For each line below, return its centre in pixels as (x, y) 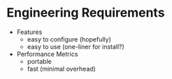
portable (39, 61)
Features (29, 32)
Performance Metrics (47, 54)
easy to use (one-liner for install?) (76, 46)
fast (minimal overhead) (61, 69)
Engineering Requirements (86, 13)
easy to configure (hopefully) (69, 39)
